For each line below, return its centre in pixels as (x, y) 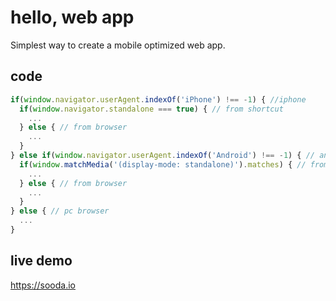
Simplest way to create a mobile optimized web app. (118, 45)
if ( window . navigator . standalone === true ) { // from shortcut (151, 109)
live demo (41, 261)
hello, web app (72, 17)
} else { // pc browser (60, 211)
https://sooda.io (43, 285)
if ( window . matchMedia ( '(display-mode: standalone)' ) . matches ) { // (163, 164)
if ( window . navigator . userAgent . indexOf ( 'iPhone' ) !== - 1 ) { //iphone (158, 99)
